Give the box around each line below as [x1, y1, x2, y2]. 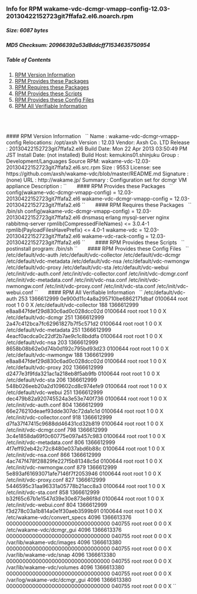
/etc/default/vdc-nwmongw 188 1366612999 [6, 351, 114, 358]
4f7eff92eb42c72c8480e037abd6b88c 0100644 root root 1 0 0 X [6, 445, 165, 452]
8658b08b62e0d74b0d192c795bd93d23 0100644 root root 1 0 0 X [6, 345, 169, 352]
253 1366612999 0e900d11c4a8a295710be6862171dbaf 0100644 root [18, 295, 188, 302]
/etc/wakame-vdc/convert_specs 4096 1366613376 [6, 513, 132, 520]
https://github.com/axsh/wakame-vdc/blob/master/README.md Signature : [6, 170, 189, 177]
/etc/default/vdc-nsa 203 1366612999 [6, 339, 99, 346]
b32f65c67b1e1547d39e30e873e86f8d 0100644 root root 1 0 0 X [6, 495, 165, 502]
